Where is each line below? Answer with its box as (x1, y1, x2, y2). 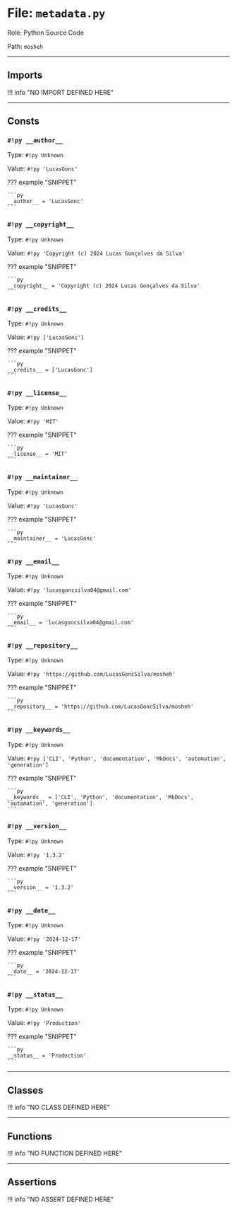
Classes (7, 1084, 44, 1096)
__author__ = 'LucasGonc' (7, 198, 83, 205)
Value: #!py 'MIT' (7, 417, 59, 425)
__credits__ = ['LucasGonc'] (7, 367, 93, 374)
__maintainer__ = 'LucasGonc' (7, 534, 97, 542)
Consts (7, 115, 40, 127)
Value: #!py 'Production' (7, 1019, 81, 1027)
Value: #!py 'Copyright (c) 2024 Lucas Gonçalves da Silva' (7, 248, 186, 257)
